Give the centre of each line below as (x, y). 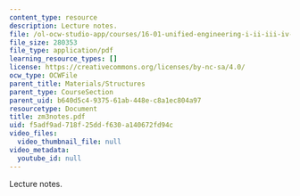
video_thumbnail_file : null (70, 142)
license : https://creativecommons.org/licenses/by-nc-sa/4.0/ (127, 68)
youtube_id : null (50, 158)
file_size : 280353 (43, 42)
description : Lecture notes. (63, 26)
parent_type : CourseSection (62, 92)
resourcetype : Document (54, 109)
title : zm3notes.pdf (48, 117)
